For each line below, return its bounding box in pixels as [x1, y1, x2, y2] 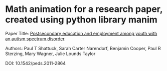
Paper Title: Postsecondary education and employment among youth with [5, 30, 157, 36]
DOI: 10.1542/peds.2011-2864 [5, 60, 66, 66]
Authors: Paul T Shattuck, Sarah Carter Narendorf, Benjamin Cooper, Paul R [5, 45, 161, 51]
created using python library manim [5, 14, 158, 25]
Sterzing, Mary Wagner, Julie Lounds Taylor [5, 51, 96, 57]
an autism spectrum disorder [5, 36, 65, 42]
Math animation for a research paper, [5, 3, 163, 15]
